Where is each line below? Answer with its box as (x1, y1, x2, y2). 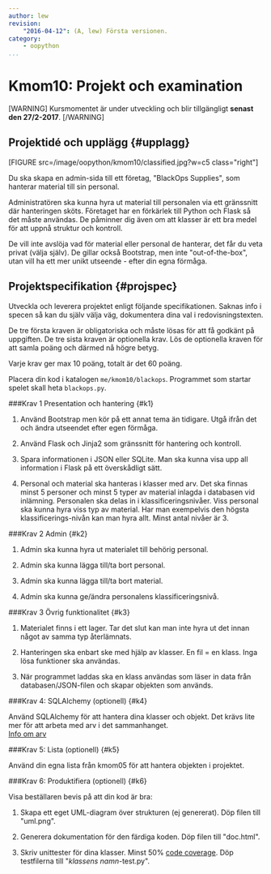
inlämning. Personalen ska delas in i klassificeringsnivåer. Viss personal (19, 495, 259, 505)
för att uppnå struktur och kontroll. (8, 223, 123, 233)
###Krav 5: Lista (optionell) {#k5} (8, 744, 120, 754)
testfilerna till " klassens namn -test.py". (19, 856, 150, 866)
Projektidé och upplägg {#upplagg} (8, 135, 190, 150)
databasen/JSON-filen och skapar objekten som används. (19, 680, 214, 690)
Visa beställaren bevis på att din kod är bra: (8, 791, 153, 801)
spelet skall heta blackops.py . (8, 383, 107, 392)
